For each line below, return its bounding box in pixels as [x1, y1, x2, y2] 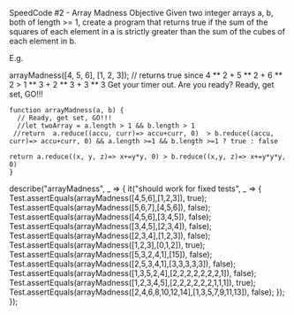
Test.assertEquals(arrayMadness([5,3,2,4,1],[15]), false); [9, 250, 213, 259]
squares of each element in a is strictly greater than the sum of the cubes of [9, 27, 285, 36]
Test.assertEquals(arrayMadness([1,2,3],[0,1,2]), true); [9, 240, 206, 250]
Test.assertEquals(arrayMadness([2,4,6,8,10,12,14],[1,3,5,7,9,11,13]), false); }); [9, 287, 285, 297]
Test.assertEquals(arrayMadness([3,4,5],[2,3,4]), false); [9, 221, 212, 231]
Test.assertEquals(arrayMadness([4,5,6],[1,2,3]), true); [9, 193, 207, 203]
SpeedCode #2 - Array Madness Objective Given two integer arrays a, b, [9, 8, 274, 18]
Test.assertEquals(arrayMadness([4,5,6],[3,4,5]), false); [9, 211, 212, 222]
